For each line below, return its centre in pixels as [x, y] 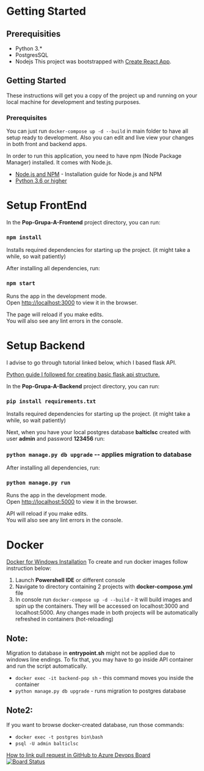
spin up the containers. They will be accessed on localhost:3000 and [102, 606]
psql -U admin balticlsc [47, 744]
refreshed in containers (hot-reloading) [64, 619]
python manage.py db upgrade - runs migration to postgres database [100, 691]
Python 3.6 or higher [41, 181]
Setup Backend [46, 345]
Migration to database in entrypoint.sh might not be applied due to [91, 653]
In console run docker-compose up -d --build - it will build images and [104, 600]
